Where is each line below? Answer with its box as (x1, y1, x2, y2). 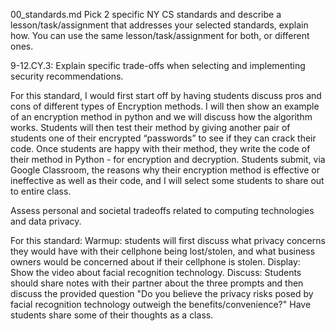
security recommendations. (10, 70, 124, 82)
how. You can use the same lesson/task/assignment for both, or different (10, 30, 310, 41)
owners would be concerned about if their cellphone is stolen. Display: (10, 256, 301, 268)
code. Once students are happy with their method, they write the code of (10, 143, 311, 154)
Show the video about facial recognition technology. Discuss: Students (10, 267, 302, 278)
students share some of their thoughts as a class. (10, 309, 214, 321)
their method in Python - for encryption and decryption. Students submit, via (10, 154, 326, 165)
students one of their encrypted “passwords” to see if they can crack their (10, 132, 317, 144)
